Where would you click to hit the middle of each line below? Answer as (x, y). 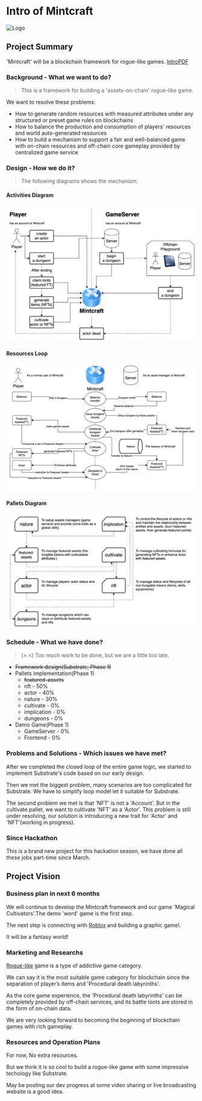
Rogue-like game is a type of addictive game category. (74, 965)
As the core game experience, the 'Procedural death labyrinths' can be (94, 995)
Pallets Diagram (27, 503)
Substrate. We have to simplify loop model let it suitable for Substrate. (93, 791)
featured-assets (44, 680)
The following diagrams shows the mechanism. (80, 181)
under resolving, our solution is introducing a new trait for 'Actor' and (92, 815)
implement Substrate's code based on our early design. (75, 773)
